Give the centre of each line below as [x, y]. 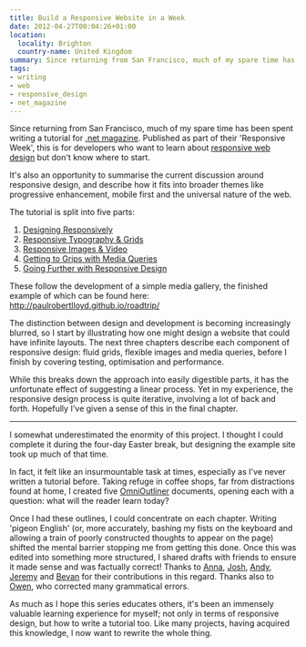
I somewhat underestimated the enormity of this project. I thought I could [147, 435]
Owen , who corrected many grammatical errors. [99, 586]
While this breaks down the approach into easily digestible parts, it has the [149, 380]
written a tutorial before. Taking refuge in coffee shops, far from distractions [152, 482]
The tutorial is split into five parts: [72, 212]
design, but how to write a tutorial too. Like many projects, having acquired [149, 623]
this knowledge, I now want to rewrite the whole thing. [111, 633]
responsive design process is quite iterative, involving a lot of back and [143, 399]
